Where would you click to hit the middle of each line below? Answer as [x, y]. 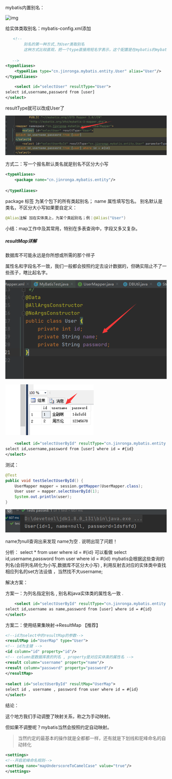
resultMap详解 [21, 241]
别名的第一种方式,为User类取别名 [54, 44]
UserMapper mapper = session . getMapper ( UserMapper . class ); [79, 486]
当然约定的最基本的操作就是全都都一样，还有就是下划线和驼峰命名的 [90, 738]
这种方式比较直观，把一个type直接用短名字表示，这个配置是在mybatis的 [90, 50]
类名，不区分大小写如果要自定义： [41, 208]
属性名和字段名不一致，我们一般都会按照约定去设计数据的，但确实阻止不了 [84, 266]
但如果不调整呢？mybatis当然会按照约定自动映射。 [58, 727]
